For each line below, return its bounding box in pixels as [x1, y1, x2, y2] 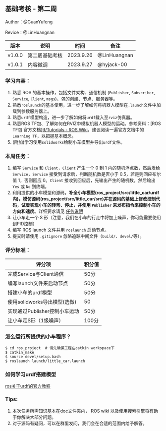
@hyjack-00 [97, 61, 127, 68]
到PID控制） [12, 221, 37, 227]
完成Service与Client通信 [7, 270, 64, 277]
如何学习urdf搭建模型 [5, 371, 56, 378]
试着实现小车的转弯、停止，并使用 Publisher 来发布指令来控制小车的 [21, 202, 161, 208]
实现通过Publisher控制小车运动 [7, 308, 79, 314]
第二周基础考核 [27, 52, 63, 59]
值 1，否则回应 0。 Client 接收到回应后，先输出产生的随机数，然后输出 [12, 178, 156, 184]
